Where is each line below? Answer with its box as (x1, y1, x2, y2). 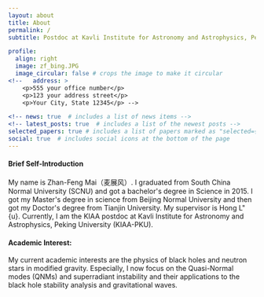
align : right (15, 55, 58, 63)
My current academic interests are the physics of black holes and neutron (8, 255, 247, 265)
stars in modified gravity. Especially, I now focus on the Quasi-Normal (8, 264, 234, 273)
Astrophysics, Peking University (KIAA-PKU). (8, 219, 153, 229)
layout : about (8, 11, 55, 20)
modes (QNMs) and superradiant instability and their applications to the (8, 272, 240, 281)
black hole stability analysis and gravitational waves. (8, 280, 178, 290)
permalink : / (8, 26, 51, 34)
